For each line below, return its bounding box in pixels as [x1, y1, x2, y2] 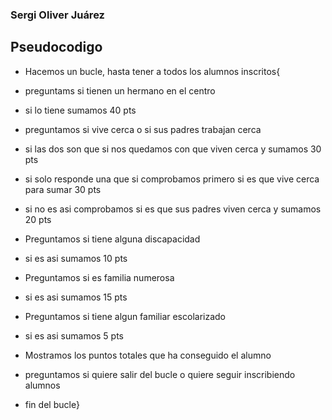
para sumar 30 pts [24, 183, 102, 195]
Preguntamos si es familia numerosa [24, 271, 175, 283]
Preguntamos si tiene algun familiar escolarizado [24, 310, 226, 322]
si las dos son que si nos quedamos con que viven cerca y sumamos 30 [24, 143, 322, 155]
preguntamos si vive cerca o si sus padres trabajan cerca [24, 123, 262, 135]
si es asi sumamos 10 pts [24, 252, 128, 264]
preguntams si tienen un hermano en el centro [24, 84, 216, 97]
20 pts [24, 213, 52, 225]
